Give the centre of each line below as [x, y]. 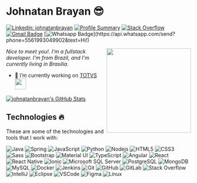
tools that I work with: [32, 137]
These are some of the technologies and [55, 131]
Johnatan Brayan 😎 [55, 11]
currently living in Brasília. [38, 64]
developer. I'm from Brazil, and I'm [48, 57]
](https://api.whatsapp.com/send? [134, 33]
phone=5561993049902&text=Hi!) [48, 40]
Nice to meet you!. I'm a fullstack [46, 51]
